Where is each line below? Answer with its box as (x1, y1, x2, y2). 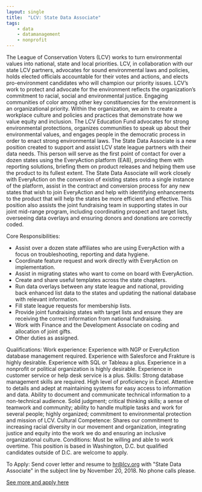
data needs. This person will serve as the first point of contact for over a (6, 150, 186, 157)
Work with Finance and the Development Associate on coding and (14, 321, 180, 329)
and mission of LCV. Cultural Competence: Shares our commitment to (6, 417, 179, 424)
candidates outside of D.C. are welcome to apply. (6, 449, 128, 456)
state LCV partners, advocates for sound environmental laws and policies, (6, 67, 190, 73)
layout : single (6, 8, 45, 15)
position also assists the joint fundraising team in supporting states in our (6, 202, 188, 209)
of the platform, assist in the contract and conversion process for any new (6, 182, 190, 189)
